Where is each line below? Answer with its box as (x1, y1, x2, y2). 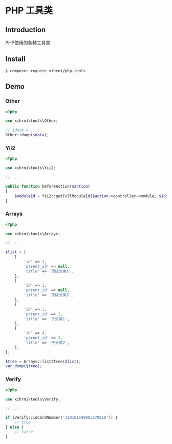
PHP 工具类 (5, 5, 53, 16)
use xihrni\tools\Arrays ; (5, 231, 60, 236)
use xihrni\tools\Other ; (5, 118, 58, 123)
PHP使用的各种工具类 (5, 39, 51, 46)
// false (14, 429, 33, 434)
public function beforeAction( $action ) (5, 184, 91, 189)
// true (14, 420, 31, 425)
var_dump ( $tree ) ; (5, 364, 42, 369)
